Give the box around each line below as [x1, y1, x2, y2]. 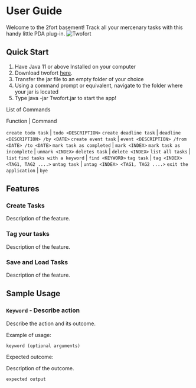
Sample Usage [6, 288, 61, 299]
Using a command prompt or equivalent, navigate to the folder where [14, 82, 183, 89]
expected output [6, 376, 46, 382]
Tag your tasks [6, 230, 50, 238]
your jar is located [14, 88, 59, 95]
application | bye [6, 166, 48, 174]
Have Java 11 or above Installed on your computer [14, 63, 136, 70]
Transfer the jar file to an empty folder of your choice [14, 75, 144, 82]
